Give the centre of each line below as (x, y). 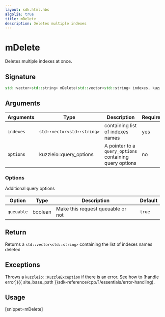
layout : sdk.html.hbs (27, 10)
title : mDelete (21, 19)
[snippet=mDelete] (24, 309)
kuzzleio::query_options (66, 154)
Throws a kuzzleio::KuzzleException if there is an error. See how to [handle (82, 277)
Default (149, 201)
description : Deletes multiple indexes (46, 23)
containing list (121, 125)
